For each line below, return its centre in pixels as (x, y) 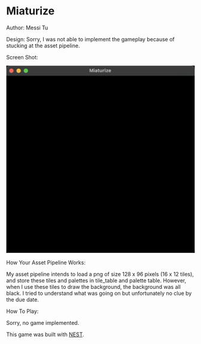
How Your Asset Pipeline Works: (46, 262)
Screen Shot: (22, 57)
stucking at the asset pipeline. (43, 46)
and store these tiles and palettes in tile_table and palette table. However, (96, 280)
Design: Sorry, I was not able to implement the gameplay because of (91, 39)
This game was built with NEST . (45, 334)
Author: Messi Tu (27, 28)
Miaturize (31, 11)
